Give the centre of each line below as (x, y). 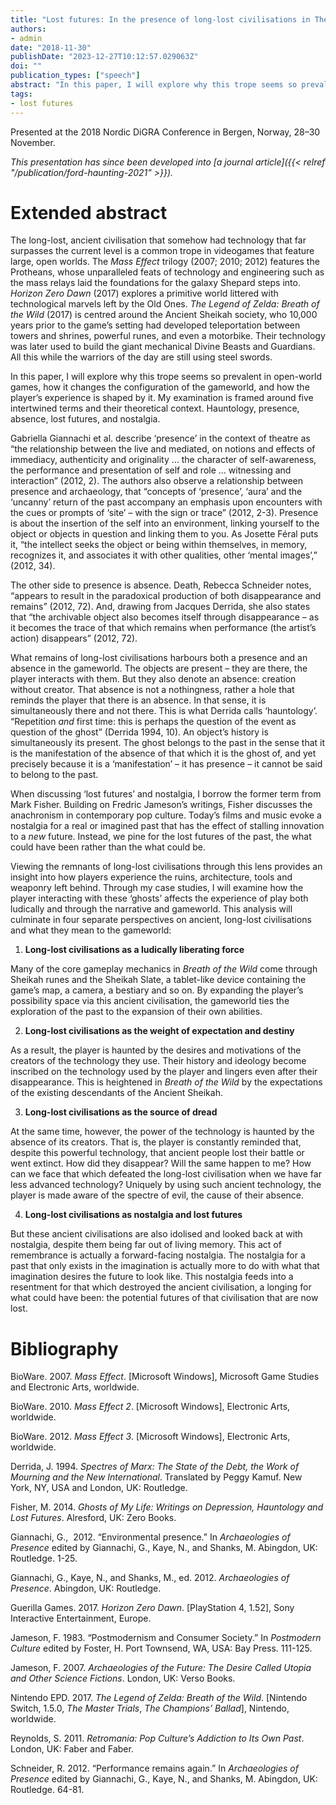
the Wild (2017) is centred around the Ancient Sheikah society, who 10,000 (164, 315)
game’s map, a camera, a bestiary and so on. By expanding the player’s (157, 990)
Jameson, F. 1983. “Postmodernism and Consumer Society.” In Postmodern (166, 1638)
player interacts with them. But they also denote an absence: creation (153, 679)
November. (33, 142)
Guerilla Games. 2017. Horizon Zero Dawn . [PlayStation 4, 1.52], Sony (152, 1608)
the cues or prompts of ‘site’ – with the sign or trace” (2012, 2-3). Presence (164, 513)
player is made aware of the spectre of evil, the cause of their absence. (157, 1195)
